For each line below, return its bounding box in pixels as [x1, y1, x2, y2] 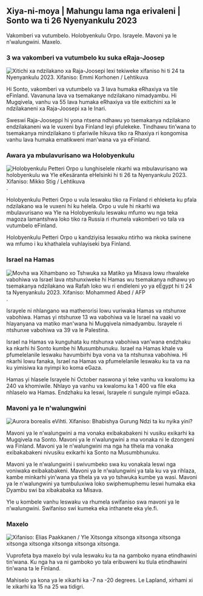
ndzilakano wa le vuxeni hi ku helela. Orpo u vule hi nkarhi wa [6, 203, 160, 210]
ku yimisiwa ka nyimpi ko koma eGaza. [6, 364, 103, 371]
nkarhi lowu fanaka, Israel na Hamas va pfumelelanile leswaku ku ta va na [6, 357, 190, 365]
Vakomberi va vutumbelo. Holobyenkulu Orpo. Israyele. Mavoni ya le [6, 32, 177, 39]
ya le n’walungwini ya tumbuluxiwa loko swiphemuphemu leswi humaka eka [6, 480, 196, 487]
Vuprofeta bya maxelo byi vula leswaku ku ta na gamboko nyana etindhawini [6, 552, 197, 560]
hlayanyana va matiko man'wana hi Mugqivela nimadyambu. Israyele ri [6, 320, 182, 327]
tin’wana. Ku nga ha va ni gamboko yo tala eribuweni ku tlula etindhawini [6, 558, 187, 566]
